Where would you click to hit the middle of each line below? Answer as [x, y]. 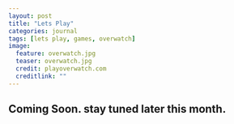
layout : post [30, 16]
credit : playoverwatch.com [61, 69]
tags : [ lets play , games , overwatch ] [72, 38]
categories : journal [43, 31]
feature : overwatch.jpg [55, 53]
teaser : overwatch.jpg [54, 62]
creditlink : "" [41, 76]
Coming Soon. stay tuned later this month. [117, 109]
